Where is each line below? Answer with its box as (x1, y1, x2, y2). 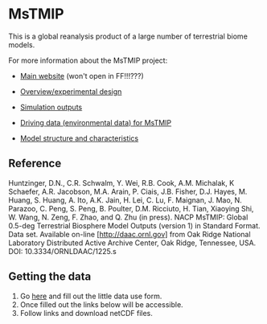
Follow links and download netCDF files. (19, 308, 153, 318)
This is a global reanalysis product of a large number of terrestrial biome (8, 31, 248, 41)
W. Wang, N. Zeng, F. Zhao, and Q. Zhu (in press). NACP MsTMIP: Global (8, 212, 249, 222)
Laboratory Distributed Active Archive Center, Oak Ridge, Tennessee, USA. (8, 238, 257, 248)
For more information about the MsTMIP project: (8, 55, 168, 65)
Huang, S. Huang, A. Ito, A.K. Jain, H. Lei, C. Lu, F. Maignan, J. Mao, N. (8, 195, 243, 205)
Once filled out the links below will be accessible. (19, 299, 183, 310)
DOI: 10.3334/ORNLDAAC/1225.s (8, 246, 117, 256)
